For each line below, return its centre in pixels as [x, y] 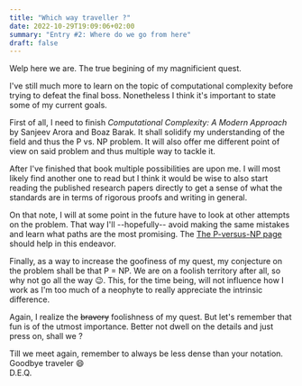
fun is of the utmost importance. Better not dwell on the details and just [142, 326]
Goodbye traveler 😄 [47, 363]
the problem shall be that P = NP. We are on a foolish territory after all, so [145, 271]
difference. [30, 299]
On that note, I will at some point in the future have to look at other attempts [150, 215]
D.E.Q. [21, 373]
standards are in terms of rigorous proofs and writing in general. [128, 198]
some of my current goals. [59, 106]
